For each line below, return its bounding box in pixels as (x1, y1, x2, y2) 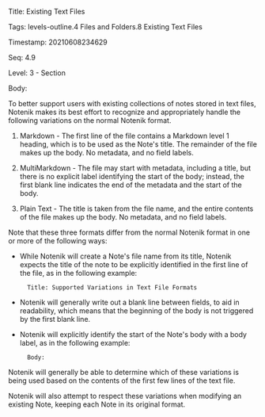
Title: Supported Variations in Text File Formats (27, 284, 198, 292)
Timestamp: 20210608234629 (8, 37, 108, 47)
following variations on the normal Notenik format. (8, 116, 172, 125)
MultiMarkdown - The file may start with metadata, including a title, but (19, 163, 252, 173)
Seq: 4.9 (8, 53, 36, 62)
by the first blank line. (19, 315, 91, 323)
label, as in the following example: (19, 339, 131, 347)
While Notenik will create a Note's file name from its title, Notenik (19, 251, 232, 261)
